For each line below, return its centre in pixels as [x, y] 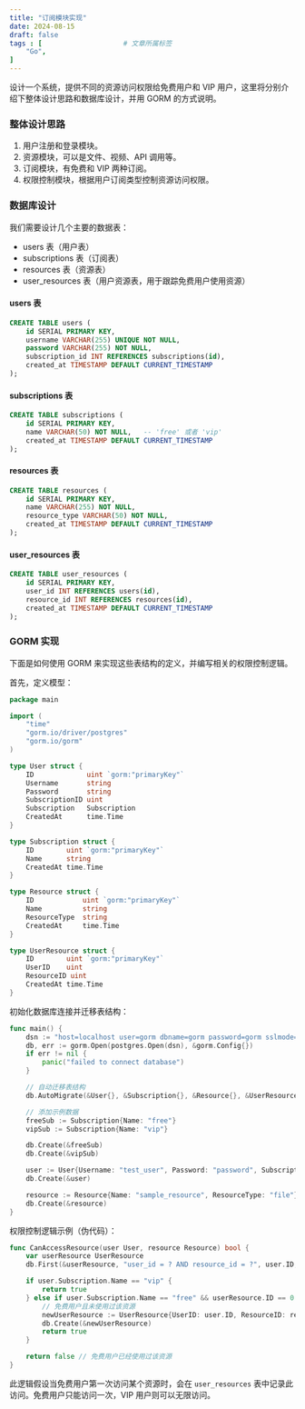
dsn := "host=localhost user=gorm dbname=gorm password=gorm [143, 1037]
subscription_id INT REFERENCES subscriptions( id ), [125, 357]
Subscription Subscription [81, 809]
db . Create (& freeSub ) [64, 1145]
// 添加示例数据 [52, 1112]
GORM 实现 [34, 642]
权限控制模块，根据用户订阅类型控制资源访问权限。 [118, 180]
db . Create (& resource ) [66, 1204]
